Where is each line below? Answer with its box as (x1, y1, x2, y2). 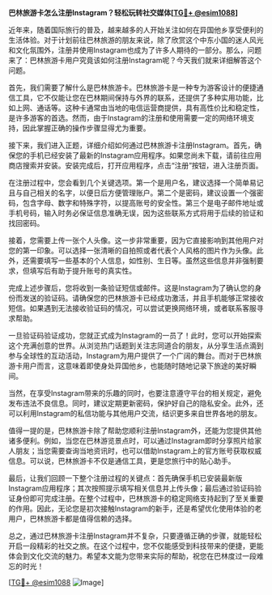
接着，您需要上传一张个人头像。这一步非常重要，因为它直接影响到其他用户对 (8, 236, 264, 245)
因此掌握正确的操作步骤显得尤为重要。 (22, 123, 151, 133)
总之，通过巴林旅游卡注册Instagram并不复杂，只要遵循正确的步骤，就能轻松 (8, 531, 261, 541)
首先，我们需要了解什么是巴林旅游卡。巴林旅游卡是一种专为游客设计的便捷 (8, 83, 257, 92)
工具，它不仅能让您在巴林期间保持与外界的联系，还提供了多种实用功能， (15, 93, 257, 102)
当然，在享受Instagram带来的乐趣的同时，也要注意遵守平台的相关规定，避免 (8, 389, 261, 397)
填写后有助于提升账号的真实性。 (29, 266, 136, 275)
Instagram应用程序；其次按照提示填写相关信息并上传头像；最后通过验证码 (8, 483, 255, 493)
